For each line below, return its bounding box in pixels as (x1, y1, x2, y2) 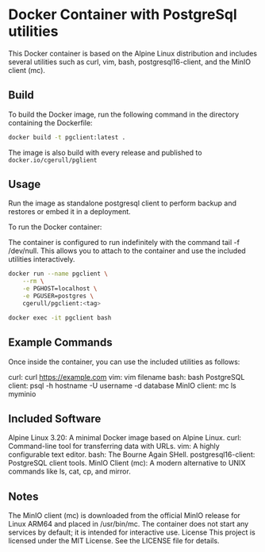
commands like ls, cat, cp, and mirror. (8, 466, 131, 477)
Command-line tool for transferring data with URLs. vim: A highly (8, 442, 220, 451)
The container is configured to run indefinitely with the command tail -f (8, 238, 240, 247)
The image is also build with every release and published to (8, 148, 202, 157)
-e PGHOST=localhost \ (22, 285, 98, 293)
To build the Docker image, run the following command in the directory (8, 109, 240, 119)
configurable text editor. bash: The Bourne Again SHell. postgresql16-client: (8, 450, 255, 459)
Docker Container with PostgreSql (8, 6, 238, 24)
